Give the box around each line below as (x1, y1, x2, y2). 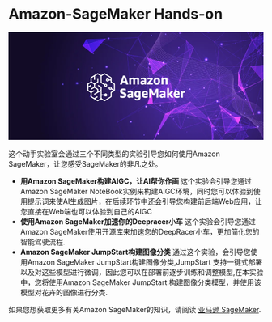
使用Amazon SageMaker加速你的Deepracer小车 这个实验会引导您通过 (19, 216, 257, 227)
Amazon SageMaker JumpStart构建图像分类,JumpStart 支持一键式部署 (27, 256, 263, 267)
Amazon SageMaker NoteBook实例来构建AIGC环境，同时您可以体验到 (19, 186, 253, 196)
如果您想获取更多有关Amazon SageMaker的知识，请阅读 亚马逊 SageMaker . (8, 304, 261, 314)
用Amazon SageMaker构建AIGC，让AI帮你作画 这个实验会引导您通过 (19, 176, 253, 186)
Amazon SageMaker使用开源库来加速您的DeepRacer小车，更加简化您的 (19, 227, 260, 236)
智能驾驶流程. (19, 236, 66, 247)
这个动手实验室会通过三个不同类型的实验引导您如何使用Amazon (8, 149, 220, 159)
